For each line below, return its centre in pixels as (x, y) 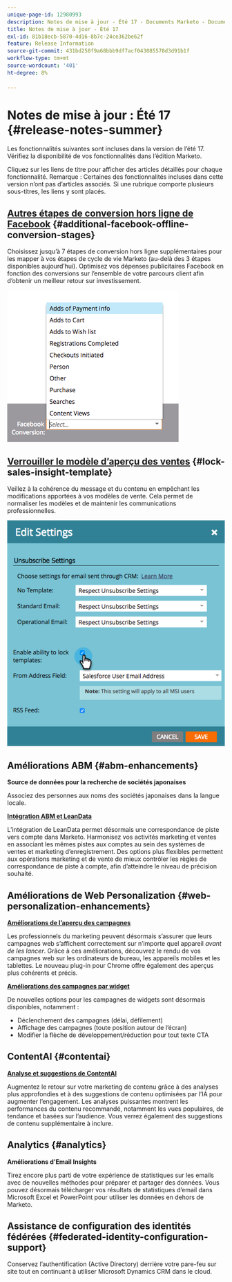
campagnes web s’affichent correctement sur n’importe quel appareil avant (115, 943)
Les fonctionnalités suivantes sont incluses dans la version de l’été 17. (106, 149)
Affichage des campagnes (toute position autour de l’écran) (102, 1027)
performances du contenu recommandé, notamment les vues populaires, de (116, 1109)
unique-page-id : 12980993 (44, 14)
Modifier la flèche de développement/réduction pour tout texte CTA (113, 1035)
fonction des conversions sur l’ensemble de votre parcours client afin (106, 273)
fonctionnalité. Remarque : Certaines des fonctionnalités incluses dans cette (115, 177)
